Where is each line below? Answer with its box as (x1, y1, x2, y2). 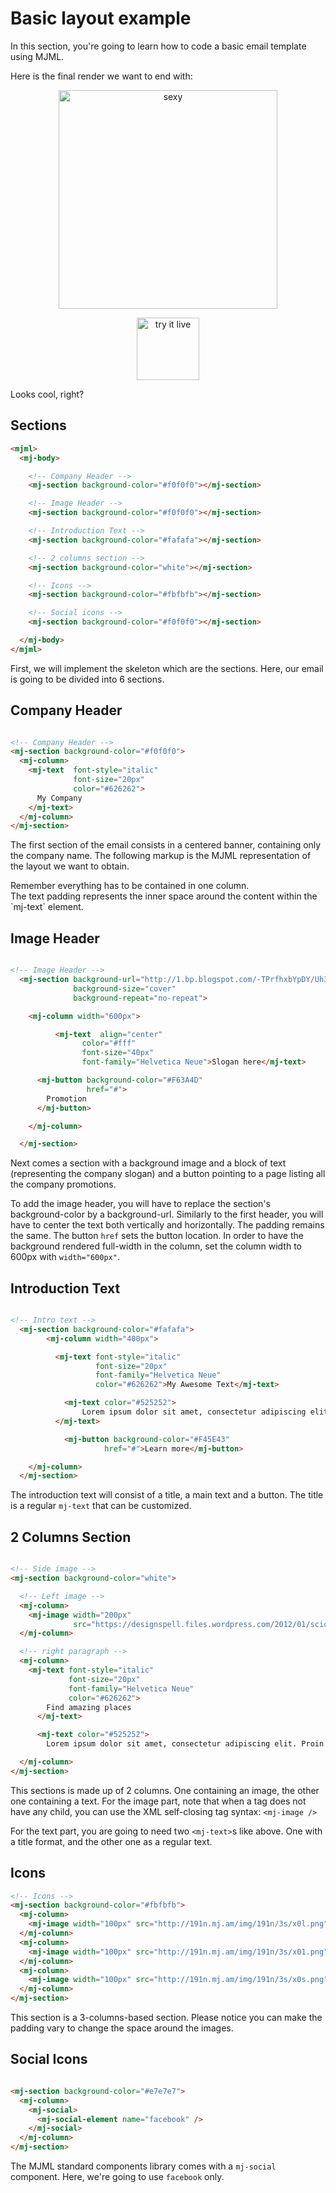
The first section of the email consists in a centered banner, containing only (10, 839, 322, 851)
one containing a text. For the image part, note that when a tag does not (10, 1795, 307, 1807)
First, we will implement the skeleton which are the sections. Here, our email (10, 662, 324, 674)
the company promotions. (10, 1178, 117, 1191)
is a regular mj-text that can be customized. (10, 1500, 192, 1512)
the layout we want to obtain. (10, 860, 130, 872)
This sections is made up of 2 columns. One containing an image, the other (10, 1784, 320, 1796)
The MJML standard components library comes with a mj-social (10, 2160, 277, 2172)
